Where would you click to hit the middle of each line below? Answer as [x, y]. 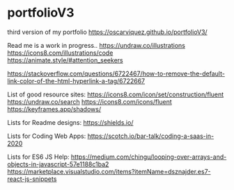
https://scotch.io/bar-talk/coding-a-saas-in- [151, 136]
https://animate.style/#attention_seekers [65, 60]
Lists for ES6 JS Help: [38, 157]
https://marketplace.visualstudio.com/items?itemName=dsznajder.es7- [109, 171]
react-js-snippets [32, 179]
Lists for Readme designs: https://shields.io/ [70, 122]
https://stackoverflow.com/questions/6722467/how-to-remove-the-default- [116, 74]
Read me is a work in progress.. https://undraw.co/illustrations [96, 45]
